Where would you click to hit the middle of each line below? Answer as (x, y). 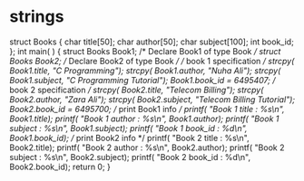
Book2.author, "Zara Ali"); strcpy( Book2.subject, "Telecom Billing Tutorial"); (152, 99)
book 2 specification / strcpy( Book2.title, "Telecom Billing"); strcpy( (137, 90)
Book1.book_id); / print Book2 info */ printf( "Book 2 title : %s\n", (129, 138)
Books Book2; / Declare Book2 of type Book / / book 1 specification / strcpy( (152, 61)
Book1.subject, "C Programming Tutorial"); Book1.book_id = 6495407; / (142, 80)
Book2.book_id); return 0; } (60, 167)
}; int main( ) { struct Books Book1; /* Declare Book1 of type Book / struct (145, 51)
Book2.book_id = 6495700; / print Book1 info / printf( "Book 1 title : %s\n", (147, 109)
